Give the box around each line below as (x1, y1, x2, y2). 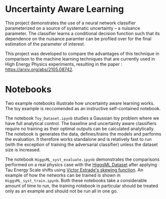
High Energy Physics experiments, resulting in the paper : (5, 61, 122, 67)
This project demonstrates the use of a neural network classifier (5, 20, 136, 26)
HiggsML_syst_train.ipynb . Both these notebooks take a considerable (5, 177, 147, 183)
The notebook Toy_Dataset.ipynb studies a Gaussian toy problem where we (5, 115, 160, 121)
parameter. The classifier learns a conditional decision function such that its (5, 30, 160, 36)
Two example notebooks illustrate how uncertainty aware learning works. (5, 100, 155, 106)
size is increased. (5, 146, 41, 152)
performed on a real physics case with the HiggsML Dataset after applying (5, 161, 157, 167)
